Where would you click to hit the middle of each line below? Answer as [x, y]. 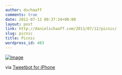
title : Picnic [20, 39]
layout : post [19, 24]
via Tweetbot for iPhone [30, 67]
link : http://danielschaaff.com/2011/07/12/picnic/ [61, 29]
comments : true [21, 15]
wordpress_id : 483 [25, 43]
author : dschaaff [24, 10]
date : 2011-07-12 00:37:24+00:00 [41, 19]
